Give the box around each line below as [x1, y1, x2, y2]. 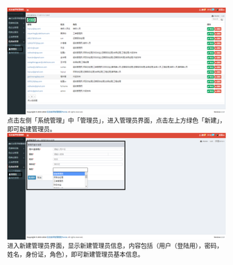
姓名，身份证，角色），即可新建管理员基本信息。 [7, 250, 144, 259]
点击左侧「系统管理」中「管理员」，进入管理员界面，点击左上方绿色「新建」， [7, 116, 226, 125]
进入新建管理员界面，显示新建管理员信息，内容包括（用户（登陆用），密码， [7, 241, 223, 250]
